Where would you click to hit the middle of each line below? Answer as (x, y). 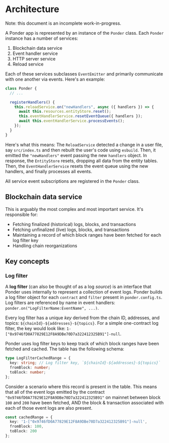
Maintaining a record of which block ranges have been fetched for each (87, 235)
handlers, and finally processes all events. (49, 171)
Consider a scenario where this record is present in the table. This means (81, 387)
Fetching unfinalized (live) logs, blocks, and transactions (71, 230)
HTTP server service (34, 58)
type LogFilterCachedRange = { (38, 358)
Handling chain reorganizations (45, 246)
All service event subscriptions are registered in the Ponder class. (72, 181)
